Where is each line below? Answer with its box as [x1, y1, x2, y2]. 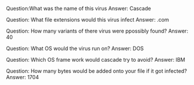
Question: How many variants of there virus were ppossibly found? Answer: [6, 27, 189, 34]
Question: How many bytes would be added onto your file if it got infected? [6, 68, 188, 75]
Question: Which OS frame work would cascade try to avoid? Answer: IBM [6, 56, 186, 63]
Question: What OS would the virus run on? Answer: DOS [6, 45, 144, 52]
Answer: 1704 [6, 74, 39, 80]
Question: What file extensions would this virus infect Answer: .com [6, 16, 169, 23]
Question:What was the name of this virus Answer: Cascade [6, 5, 151, 12]
